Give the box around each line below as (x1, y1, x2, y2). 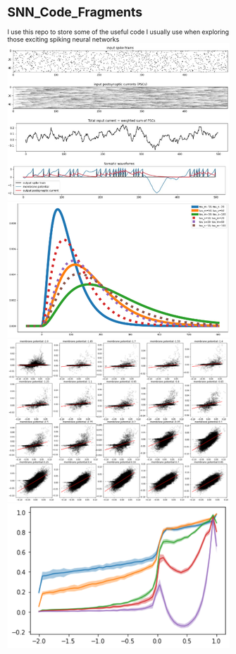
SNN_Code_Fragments (7, 4, 143, 20)
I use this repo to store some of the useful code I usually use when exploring (7, 28, 230, 36)
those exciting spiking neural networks (7, 35, 120, 43)
